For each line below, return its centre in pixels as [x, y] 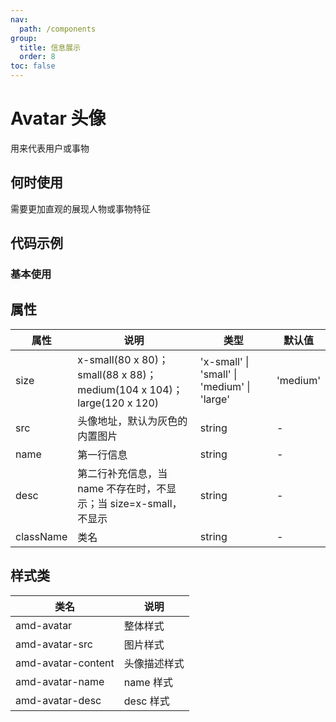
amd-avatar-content [65, 663]
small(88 [98, 374]
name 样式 [148, 682]
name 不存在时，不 [122, 488]
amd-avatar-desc [58, 700]
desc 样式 [146, 701]
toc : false [33, 66]
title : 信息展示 [50, 47]
